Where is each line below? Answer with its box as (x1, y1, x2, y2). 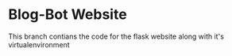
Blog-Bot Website (8, 6, 127, 24)
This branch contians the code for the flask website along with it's (8, 32, 225, 41)
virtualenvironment (8, 39, 70, 49)
